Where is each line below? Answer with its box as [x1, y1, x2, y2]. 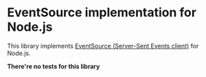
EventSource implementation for [7, 5, 197, 20]
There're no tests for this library [7, 62, 100, 70]
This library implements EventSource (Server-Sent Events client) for [7, 42, 199, 50]
